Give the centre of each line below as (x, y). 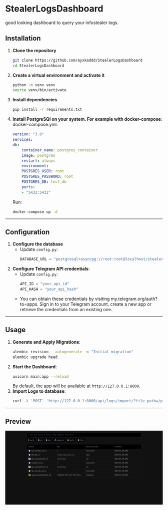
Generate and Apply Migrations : (46, 342)
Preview (18, 421)
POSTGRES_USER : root (43, 171)
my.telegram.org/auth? (134, 299)
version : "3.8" (28, 134)
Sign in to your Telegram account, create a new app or (95, 304)
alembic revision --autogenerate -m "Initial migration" (73, 352)
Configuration (27, 232)
